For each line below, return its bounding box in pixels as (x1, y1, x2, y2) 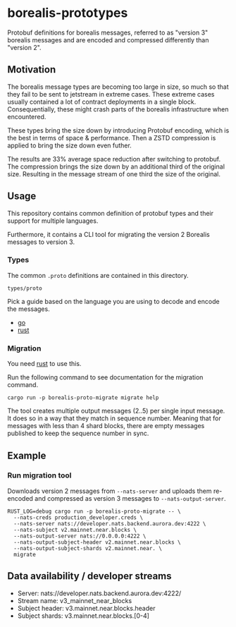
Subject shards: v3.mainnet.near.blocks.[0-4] (17, 611, 150, 620)
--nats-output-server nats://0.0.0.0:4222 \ (13, 532, 147, 540)
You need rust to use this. (7, 360, 82, 368)
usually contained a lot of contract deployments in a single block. (7, 97, 197, 106)
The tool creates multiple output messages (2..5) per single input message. (7, 407, 225, 415)
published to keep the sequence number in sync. (7, 429, 149, 438)
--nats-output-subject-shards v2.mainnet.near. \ (13, 544, 162, 552)
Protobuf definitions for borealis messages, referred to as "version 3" (7, 28, 209, 37)
